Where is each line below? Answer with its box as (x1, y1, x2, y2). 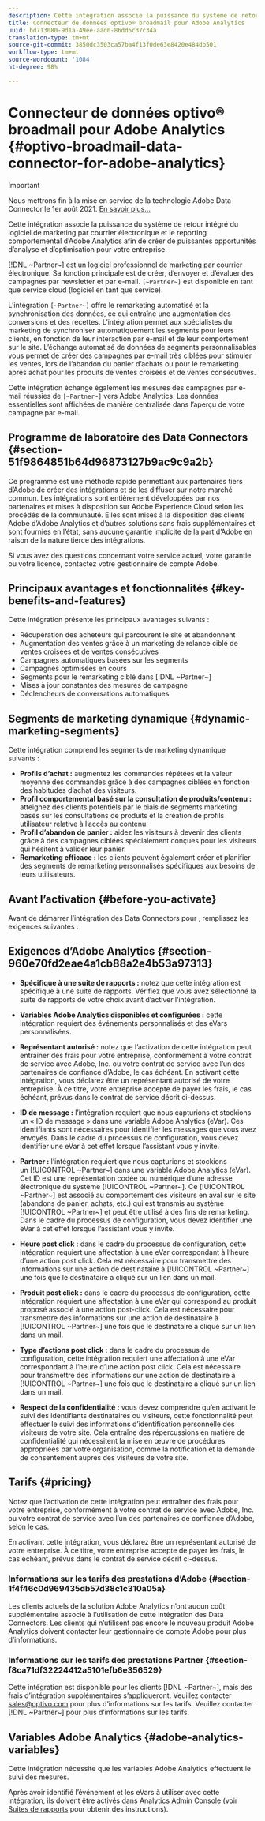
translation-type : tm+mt (8, 33, 90, 42)
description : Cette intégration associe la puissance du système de (8, 11, 238, 20)
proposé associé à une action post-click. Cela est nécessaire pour (19, 1305, 235, 1314)
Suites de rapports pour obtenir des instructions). (8, 1804, 169, 1813)
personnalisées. (19, 1027, 72, 1036)
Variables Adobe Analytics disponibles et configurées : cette (19, 1010, 223, 1019)
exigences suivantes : (8, 922, 79, 931)
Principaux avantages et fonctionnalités (8, 581, 209, 595)
